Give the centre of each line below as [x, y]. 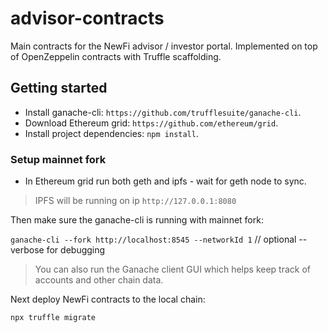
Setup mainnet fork [58, 159]
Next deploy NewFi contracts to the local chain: [108, 299]
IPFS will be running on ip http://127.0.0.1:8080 [135, 201]
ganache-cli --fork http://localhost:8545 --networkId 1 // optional [153, 239]
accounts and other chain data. [99, 280]
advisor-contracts [87, 18]
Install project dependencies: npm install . [111, 133]
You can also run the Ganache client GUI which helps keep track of [173, 269]
